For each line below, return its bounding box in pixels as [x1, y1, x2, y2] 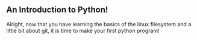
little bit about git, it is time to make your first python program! [6, 27, 160, 34]
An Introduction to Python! [6, 5, 108, 15]
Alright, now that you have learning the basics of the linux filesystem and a [6, 20, 192, 27]
